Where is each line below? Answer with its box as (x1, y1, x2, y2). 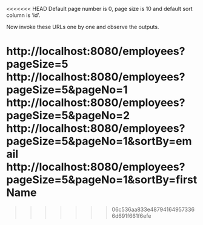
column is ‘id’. (6, 11, 41, 19)
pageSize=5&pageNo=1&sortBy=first (6, 173, 198, 187)
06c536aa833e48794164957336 (111, 206, 195, 213)
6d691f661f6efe (111, 212, 151, 220)
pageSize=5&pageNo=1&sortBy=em (6, 134, 192, 148)
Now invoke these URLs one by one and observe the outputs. (6, 24, 159, 30)
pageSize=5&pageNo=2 (6, 109, 130, 123)
